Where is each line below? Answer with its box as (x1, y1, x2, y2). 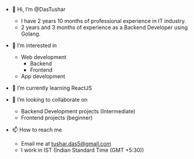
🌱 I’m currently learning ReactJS (11, 84, 92, 92)
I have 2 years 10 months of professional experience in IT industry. (20, 17, 186, 24)
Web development (20, 54, 67, 60)
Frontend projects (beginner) (20, 114, 93, 121)
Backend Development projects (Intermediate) (20, 108, 136, 114)
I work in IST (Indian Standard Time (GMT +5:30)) (20, 146, 145, 154)
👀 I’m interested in (11, 42, 57, 49)
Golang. (20, 30, 41, 37)
